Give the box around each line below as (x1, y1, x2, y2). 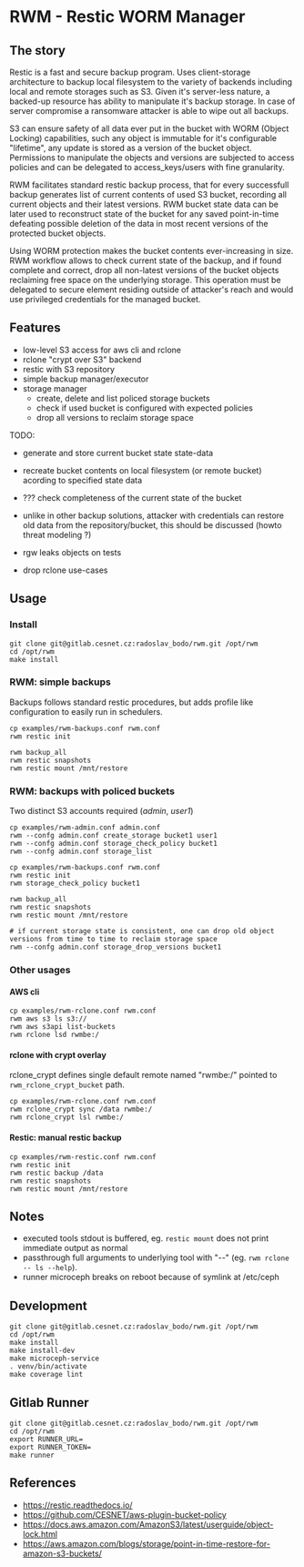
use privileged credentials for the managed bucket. (9, 294, 201, 304)
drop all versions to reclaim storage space (35, 412, 194, 422)
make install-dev (9, 1346, 76, 1356)
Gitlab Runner (9, 1395, 89, 1410)
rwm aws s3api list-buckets (9, 1023, 117, 1032)
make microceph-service (9, 1354, 100, 1363)
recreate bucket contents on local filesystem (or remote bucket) (22, 464, 262, 475)
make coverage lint (9, 1370, 84, 1379)
